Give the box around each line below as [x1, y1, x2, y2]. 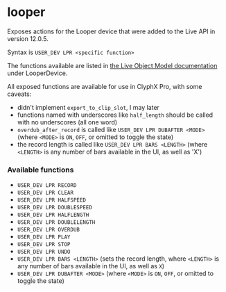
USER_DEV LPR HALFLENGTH [17, 211, 89, 219]
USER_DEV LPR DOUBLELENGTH [17, 219, 96, 226]
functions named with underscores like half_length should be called [17, 111, 214, 119]
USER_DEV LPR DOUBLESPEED [17, 204, 92, 211]
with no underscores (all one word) [17, 117, 118, 126]
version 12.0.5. [7, 34, 49, 42]
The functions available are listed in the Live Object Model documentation [7, 61, 218, 70]
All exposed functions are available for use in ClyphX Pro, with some [7, 82, 202, 90]
